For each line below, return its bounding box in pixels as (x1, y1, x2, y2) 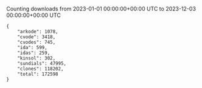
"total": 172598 (17, 71, 59, 77)
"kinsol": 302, (17, 55, 56, 61)
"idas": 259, (17, 50, 50, 56)
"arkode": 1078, (17, 29, 59, 35)
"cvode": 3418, (17, 34, 56, 40)
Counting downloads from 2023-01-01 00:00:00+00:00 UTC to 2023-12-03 (6, 5, 197, 12)
